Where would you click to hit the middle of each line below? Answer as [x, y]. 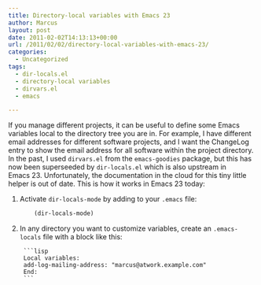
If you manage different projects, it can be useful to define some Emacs [124, 125]
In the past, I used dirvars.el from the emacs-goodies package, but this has [130, 159]
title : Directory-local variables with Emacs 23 [89, 15]
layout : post [29, 30]
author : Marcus [33, 23]
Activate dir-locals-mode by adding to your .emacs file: [108, 199]
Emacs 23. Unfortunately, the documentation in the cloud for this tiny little [127, 176]
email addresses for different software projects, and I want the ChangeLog [129, 142]
